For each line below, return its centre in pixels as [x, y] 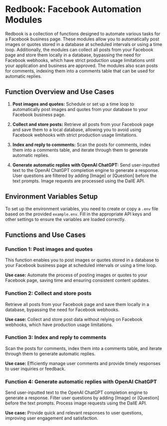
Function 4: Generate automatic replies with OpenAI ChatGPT [81, 381]
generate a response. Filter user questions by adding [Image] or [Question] [82, 398]
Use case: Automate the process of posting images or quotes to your [76, 275]
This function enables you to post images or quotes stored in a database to [82, 260]
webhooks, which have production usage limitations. [59, 324]
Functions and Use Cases [46, 235]
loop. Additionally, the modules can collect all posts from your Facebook [79, 49]
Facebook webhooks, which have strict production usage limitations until [80, 60]
